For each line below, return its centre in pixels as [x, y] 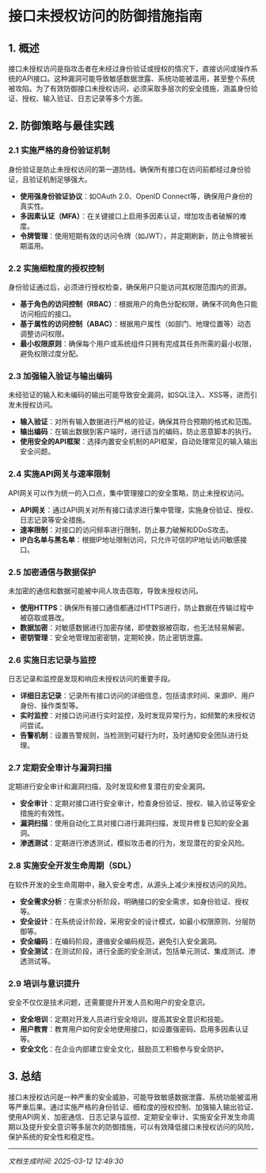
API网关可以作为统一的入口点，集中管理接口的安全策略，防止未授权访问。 [128, 492]
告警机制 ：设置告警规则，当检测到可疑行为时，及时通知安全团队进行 [131, 735]
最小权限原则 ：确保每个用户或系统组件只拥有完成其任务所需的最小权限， [137, 343]
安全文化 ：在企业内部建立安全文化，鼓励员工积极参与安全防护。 [123, 1049]
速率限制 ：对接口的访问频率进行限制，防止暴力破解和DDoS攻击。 [126, 530]
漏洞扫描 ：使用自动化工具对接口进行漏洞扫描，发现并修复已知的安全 [131, 824]
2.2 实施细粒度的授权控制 [56, 268]
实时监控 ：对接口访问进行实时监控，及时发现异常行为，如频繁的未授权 [134, 716]
